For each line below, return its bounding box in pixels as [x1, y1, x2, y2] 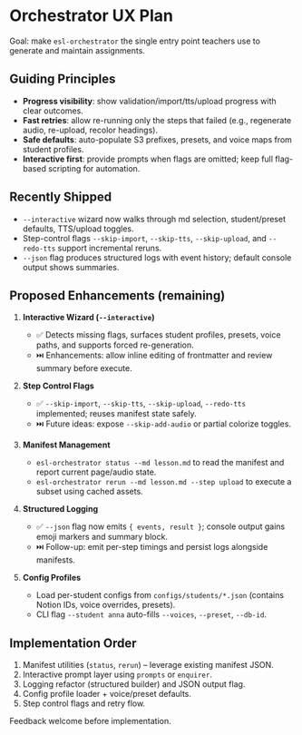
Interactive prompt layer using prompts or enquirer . [22, 669, 213, 681]
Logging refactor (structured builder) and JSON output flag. [22, 679, 246, 690]
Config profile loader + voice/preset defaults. [22, 689, 192, 700]
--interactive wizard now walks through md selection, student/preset [22, 213, 286, 224]
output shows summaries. [22, 261, 120, 272]
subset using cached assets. [35, 486, 143, 497]
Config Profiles [22, 573, 82, 583]
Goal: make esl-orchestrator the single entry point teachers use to [9, 35, 261, 46]
